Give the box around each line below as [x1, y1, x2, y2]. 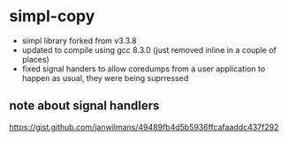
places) [21, 54, 50, 64]
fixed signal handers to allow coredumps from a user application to [21, 63, 266, 74]
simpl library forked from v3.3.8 [21, 35, 137, 46]
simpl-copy [9, 6, 95, 26]
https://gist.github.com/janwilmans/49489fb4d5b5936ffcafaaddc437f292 [9, 122, 279, 132]
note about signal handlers [9, 99, 160, 114]
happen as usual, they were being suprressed [21, 72, 189, 83]
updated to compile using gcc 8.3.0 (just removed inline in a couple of [21, 44, 277, 55]
